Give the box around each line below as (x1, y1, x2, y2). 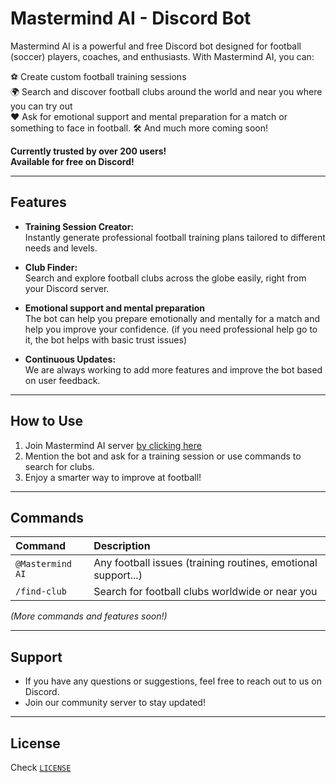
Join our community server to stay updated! (24, 697, 206, 709)
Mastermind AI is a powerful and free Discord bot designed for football (10, 40, 302, 52)
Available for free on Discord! (10, 155, 135, 167)
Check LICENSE (10, 762, 72, 773)
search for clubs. (24, 460, 95, 472)
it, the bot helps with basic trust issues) (24, 333, 187, 346)
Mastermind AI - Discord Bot (10, 7, 252, 30)
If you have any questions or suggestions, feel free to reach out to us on (24, 675, 322, 687)
